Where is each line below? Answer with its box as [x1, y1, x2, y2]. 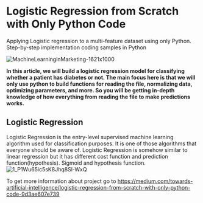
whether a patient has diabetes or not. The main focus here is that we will [6, 74, 196, 81]
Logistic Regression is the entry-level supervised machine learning [6, 133, 174, 140]
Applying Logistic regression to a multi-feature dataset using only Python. [6, 37, 192, 44]
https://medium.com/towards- [117, 177, 193, 185]
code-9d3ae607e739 [6, 190, 60, 198]
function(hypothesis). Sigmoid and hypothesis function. [6, 159, 146, 167]
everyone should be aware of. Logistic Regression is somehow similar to [6, 146, 188, 153]
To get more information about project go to [6, 177, 116, 185]
